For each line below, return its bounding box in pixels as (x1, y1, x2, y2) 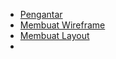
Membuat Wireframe (19, 19, 106, 31)
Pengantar (19, 9, 63, 20)
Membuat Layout (19, 30, 90, 41)
